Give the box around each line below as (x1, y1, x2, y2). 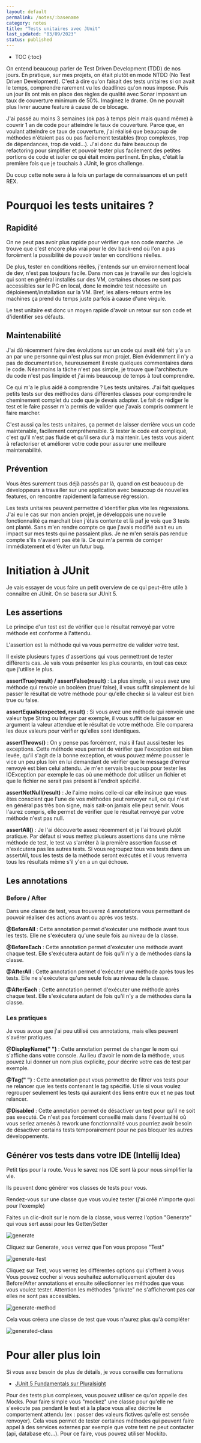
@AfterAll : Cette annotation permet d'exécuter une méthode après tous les (6, 968, 194, 975)
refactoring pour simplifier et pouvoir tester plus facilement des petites (6, 147, 181, 154)
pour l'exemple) (6, 1202, 45, 1210)
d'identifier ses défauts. (6, 313, 65, 320)
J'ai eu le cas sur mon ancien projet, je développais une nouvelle (6, 511, 166, 518)
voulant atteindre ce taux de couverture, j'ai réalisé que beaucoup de (6, 128, 177, 135)
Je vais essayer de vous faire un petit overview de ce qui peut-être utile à (6, 583, 188, 591)
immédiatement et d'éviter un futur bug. (6, 543, 105, 550)
